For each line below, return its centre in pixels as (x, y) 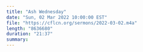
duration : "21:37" (30, 34)
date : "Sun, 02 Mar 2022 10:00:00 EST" (57, 17)
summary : (17, 39)
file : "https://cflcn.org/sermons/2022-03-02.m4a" (72, 23)
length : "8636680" (30, 28)
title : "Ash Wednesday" (37, 12)
